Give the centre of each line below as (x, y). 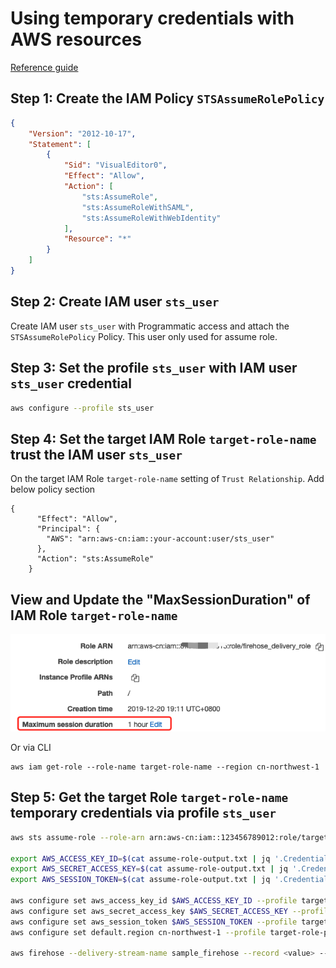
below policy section (53, 489)
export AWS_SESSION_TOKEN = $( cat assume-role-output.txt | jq (140, 880)
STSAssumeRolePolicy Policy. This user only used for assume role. (144, 336)
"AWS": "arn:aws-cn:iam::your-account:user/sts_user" (160, 539)
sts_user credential (71, 383)
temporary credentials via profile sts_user (143, 813)
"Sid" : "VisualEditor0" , (115, 165)
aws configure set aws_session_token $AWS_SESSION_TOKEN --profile (154, 922)
